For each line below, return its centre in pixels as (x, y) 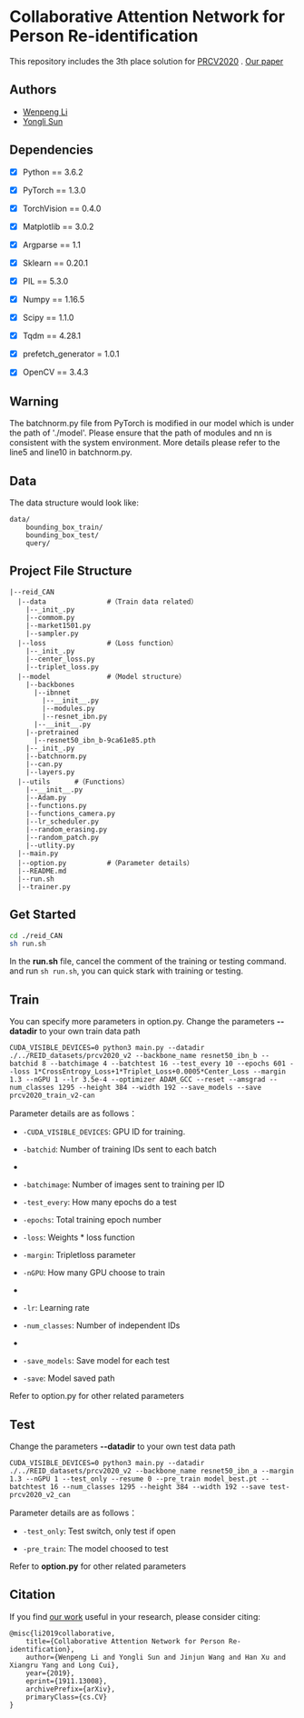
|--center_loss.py (60, 659)
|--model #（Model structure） (102, 676)
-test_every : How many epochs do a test (99, 1203)
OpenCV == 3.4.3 (55, 372)
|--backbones (50, 684)
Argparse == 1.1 (52, 245)
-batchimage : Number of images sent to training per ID (123, 1184)
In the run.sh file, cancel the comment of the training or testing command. (148, 962)
